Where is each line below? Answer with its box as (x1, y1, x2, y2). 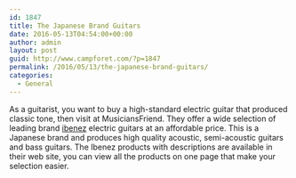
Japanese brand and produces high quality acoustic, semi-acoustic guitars (9, 132, 284, 142)
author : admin (9, 37, 62, 47)
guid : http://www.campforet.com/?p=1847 (9, 54, 162, 63)
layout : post (9, 46, 58, 55)
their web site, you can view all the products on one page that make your (9, 150, 276, 161)
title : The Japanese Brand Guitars (9, 21, 141, 30)
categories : (9, 71, 53, 80)
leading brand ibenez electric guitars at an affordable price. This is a (9, 122, 260, 133)
